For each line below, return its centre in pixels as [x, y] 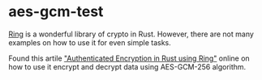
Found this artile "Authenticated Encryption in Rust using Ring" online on [129, 58]
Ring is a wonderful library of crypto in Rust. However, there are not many [131, 34]
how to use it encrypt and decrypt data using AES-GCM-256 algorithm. [127, 66]
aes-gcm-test [56, 12]
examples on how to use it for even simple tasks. [90, 42]
